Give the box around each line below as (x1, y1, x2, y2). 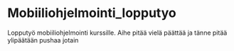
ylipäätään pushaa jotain (7, 35, 79, 44)
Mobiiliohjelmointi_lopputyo (7, 5, 176, 21)
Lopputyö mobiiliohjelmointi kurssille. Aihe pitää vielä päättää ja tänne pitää (7, 28, 228, 37)
